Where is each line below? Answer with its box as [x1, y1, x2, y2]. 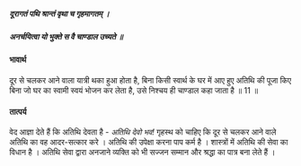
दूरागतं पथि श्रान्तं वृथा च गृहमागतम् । [9, 8, 111, 19]
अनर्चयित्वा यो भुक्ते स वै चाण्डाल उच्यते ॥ [9, 31, 123, 41]
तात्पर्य [9, 106, 27, 117]
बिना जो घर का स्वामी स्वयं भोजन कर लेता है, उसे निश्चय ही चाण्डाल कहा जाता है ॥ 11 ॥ [9, 84, 259, 95]
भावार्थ [9, 55, 27, 66]
